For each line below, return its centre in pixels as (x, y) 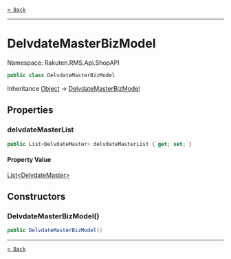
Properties (30, 110)
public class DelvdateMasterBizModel (61, 75)
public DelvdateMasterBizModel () (55, 231)
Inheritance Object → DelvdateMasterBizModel (74, 88)
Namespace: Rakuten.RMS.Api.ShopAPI (64, 63)
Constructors (36, 196)
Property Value (29, 159)
